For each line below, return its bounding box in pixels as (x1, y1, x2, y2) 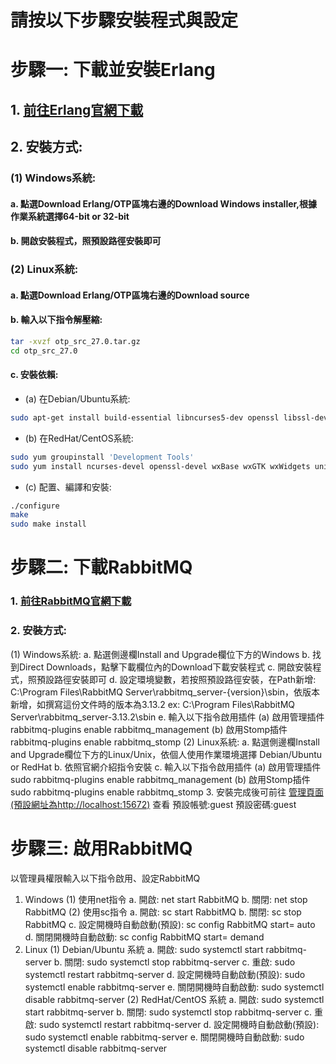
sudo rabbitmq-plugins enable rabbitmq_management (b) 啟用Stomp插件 (10, 773, 311, 785)
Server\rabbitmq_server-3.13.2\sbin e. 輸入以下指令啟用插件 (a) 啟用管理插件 (10, 711, 325, 723)
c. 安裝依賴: (10, 369, 59, 381)
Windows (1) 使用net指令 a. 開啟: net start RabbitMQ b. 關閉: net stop (24, 893, 308, 905)
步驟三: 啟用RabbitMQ (10, 837, 193, 860)
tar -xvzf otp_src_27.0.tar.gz (10, 336, 141, 346)
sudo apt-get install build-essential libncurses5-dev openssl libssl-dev (10, 412, 329, 423)
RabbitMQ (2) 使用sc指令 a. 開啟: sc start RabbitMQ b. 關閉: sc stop (24, 906, 302, 918)
